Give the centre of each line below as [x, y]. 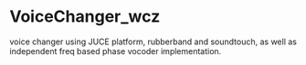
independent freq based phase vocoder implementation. [116, 51]
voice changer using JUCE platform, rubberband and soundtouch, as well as [153, 42]
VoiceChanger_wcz [85, 17]
